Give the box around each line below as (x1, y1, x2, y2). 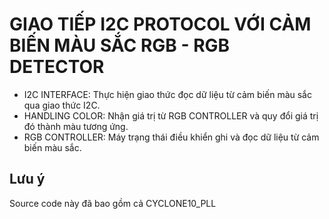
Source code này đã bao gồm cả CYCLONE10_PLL (9, 197, 217, 209)
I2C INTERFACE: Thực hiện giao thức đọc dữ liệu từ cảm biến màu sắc (23, 88, 312, 100)
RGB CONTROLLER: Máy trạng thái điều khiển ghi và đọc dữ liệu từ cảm (23, 131, 320, 143)
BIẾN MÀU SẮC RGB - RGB (9, 34, 231, 57)
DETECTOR (9, 56, 105, 78)
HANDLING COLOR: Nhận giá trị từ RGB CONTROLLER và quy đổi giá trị (23, 109, 319, 122)
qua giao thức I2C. (23, 99, 101, 111)
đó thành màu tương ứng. (23, 120, 129, 132)
